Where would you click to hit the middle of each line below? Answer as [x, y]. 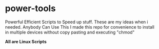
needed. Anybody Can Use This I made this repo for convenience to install [80, 27]
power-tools [30, 8]
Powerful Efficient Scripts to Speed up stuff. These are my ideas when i [77, 22]
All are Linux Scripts [26, 41]
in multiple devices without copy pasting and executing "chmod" [70, 32]
